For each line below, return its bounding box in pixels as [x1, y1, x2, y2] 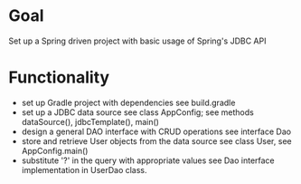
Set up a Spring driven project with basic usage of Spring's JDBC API [8, 35, 267, 46]
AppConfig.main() [21, 145, 89, 156]
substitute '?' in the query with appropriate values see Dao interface [21, 155, 275, 166]
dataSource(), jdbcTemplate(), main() [21, 116, 160, 127]
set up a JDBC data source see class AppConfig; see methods [21, 106, 254, 118]
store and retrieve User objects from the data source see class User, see [21, 135, 292, 146]
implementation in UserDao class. [21, 164, 147, 175]
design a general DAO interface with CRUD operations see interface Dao [21, 126, 291, 137]
